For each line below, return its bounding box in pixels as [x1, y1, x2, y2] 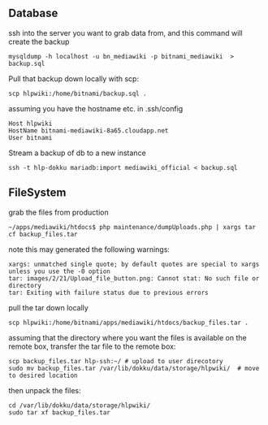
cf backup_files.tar [8, 230, 79, 238]
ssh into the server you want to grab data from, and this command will [8, 28, 243, 37]
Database [8, 7, 58, 20]
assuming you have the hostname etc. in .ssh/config [8, 103, 184, 113]
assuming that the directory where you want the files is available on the [8, 332, 247, 342]
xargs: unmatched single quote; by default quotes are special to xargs [8, 260, 260, 268]
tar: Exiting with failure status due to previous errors [8, 288, 209, 297]
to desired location [8, 371, 79, 379]
